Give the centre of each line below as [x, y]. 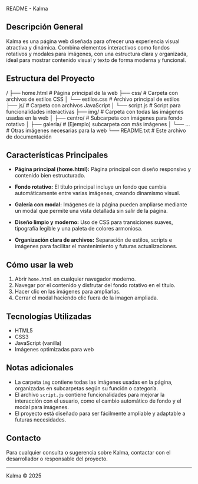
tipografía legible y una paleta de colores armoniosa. [78, 229]
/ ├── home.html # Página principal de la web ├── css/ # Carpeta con [92, 93]
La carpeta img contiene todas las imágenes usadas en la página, [93, 382]
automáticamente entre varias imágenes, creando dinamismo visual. [98, 193]
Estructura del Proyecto [51, 79]
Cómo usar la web [40, 265]
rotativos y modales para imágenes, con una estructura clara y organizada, [97, 54]
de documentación [29, 136]
